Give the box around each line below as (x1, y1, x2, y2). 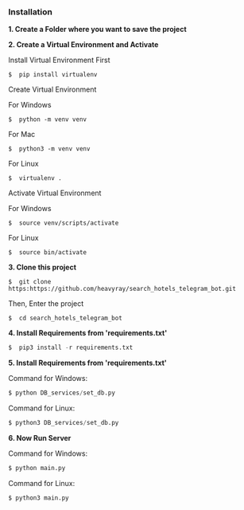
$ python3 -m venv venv (8, 145, 91, 153)
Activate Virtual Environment (8, 188, 102, 198)
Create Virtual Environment (8, 84, 97, 94)
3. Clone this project (8, 262, 77, 273)
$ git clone (8, 278, 52, 286)
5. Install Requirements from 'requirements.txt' (8, 358, 167, 368)
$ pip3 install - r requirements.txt (8, 343, 134, 352)
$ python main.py (8, 464, 66, 472)
